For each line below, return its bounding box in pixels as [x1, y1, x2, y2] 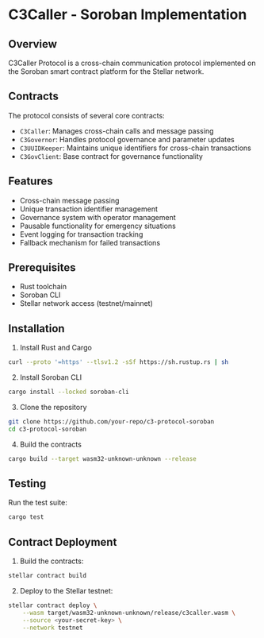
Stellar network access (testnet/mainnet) [19, 299, 153, 308]
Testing [8, 477, 47, 490]
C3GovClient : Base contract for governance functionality [19, 151, 204, 160]
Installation [8, 322, 65, 335]
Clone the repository [19, 403, 87, 412]
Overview [8, 37, 58, 51]
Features [8, 175, 53, 188]
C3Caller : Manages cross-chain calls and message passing [19, 126, 214, 136]
